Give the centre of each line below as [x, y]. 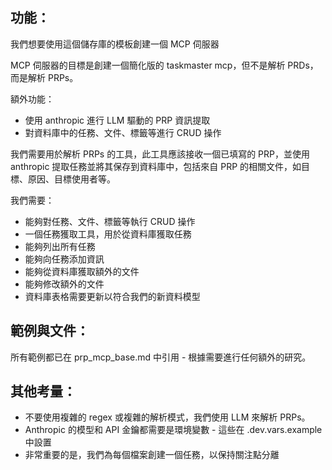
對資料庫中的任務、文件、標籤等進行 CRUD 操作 [123, 132]
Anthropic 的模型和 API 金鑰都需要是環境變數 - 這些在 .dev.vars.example [173, 430]
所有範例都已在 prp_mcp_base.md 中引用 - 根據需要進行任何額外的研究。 [161, 357]
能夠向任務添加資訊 [64, 259]
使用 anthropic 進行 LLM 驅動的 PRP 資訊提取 [117, 120]
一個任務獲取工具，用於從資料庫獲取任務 [108, 234]
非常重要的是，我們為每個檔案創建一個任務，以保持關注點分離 [152, 455]
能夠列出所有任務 [60, 246]
